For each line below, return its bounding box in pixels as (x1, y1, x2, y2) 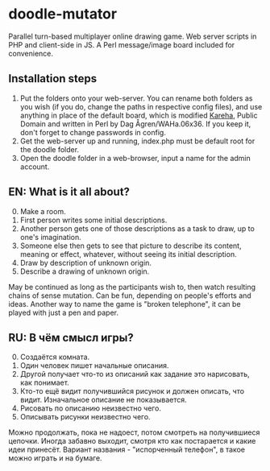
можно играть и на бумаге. (8, 453, 102, 463)
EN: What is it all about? (8, 185, 131, 199)
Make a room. (19, 206, 66, 216)
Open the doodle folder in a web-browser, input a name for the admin (19, 153, 251, 163)
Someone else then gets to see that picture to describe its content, (19, 241, 242, 250)
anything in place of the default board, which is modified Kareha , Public (19, 110, 258, 120)
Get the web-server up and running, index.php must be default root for (19, 136, 255, 146)
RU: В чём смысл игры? (8, 331, 135, 345)
